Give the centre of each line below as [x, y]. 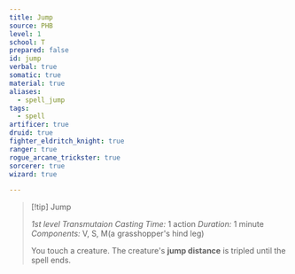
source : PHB [31, 26]
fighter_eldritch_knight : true [67, 141]
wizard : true [33, 174]
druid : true [31, 133]
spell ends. [51, 260]
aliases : [25, 91]
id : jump [25, 59]
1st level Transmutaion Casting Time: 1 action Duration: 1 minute [147, 224]
